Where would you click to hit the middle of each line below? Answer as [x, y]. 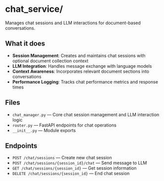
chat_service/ [34, 9]
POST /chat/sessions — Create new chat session [62, 158]
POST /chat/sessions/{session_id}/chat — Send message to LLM [80, 163]
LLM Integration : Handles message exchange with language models [82, 66]
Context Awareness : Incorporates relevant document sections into [81, 71]
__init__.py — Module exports [44, 130]
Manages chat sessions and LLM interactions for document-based [73, 23]
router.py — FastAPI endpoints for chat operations [64, 125]
